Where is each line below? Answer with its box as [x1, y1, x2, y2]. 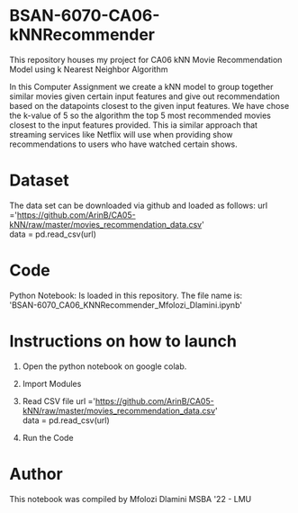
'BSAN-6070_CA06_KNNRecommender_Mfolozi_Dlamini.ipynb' [9, 299, 243, 310]
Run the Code [22, 432, 74, 443]
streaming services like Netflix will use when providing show [9, 129, 233, 139]
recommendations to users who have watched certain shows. [9, 139, 239, 149]
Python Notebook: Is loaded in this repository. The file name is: [9, 290, 243, 301]
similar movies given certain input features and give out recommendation [9, 91, 281, 102]
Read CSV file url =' [22, 395, 96, 406]
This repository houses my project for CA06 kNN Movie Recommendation [9, 54, 283, 65]
